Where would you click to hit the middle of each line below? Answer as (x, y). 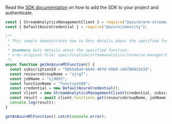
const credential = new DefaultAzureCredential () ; (65, 88)
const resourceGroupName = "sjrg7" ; (49, 74)
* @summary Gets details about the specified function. (68, 51)
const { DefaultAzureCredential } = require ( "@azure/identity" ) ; (76, 27)
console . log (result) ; (33, 103)
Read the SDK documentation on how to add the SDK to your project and (82, 7)
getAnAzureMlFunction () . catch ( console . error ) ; (56, 116)
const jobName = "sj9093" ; (39, 79)
